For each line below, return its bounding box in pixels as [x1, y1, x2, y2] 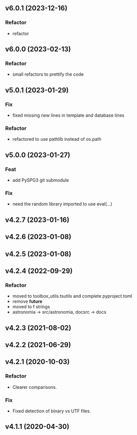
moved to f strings [12, 304, 50, 310]
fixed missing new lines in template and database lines [12, 112, 125, 118]
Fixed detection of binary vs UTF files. [12, 408, 91, 414]
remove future [12, 298, 42, 305]
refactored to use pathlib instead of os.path [12, 136, 102, 142]
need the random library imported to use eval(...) [12, 201, 113, 207]
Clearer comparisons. [12, 384, 57, 390]
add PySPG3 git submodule [12, 177, 69, 183]
